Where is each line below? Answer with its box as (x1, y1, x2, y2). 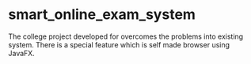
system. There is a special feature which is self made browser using (8, 40, 230, 49)
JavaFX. (8, 48, 36, 58)
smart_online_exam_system (8, 6, 196, 24)
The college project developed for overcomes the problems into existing (8, 32, 244, 41)
